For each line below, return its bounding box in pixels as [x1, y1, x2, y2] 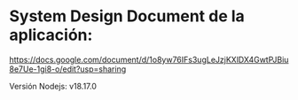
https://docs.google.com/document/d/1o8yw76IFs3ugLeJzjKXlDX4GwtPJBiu [9, 54, 289, 65]
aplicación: [9, 25, 93, 45]
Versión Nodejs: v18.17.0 [9, 81, 98, 91]
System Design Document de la [9, 6, 246, 27]
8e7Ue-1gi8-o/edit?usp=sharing [9, 64, 127, 74]
